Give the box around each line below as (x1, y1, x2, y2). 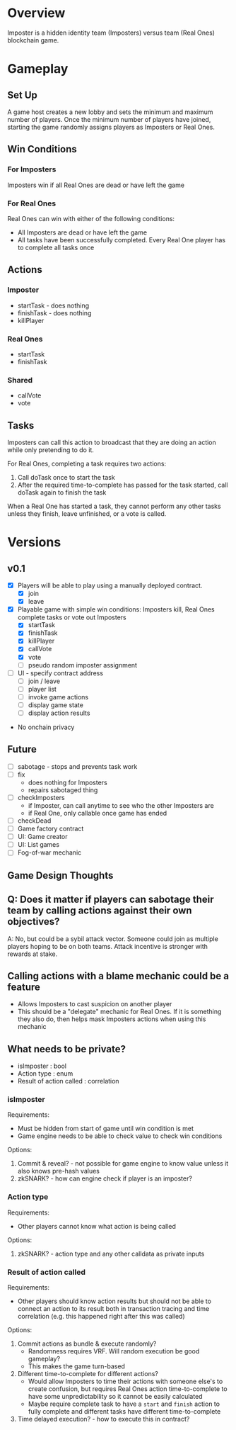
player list (28, 685, 57, 693)
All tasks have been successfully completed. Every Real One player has (17, 235, 226, 244)
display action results (28, 709, 90, 717)
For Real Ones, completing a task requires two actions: (7, 459, 167, 468)
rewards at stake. (7, 950, 58, 958)
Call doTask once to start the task (17, 473, 115, 482)
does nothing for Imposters (28, 778, 107, 787)
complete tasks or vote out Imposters (17, 613, 127, 621)
